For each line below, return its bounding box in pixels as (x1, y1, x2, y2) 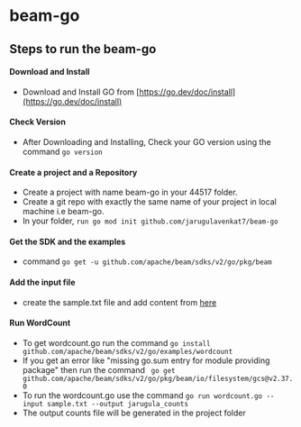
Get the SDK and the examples (9, 236, 126, 247)
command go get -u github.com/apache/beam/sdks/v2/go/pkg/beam (22, 256, 272, 267)
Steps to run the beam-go (9, 41, 157, 57)
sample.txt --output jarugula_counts (46, 399, 189, 408)
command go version (22, 146, 103, 157)
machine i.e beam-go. (22, 206, 105, 217)
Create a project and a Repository (9, 167, 138, 177)
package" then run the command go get (22, 364, 176, 375)
